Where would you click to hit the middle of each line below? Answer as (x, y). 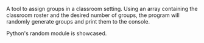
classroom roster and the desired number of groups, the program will (93, 15)
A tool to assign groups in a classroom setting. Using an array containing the (102, 9)
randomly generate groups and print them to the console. (78, 21)
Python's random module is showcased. (57, 33)
